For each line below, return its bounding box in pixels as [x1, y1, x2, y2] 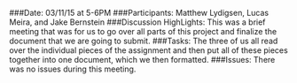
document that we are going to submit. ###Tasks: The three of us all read [9, 35, 278, 46]
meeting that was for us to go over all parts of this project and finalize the [9, 26, 277, 36]
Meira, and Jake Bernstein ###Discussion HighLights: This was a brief [9, 17, 266, 27]
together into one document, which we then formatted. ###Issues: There [9, 55, 276, 64]
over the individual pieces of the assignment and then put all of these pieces [9, 45, 288, 56]
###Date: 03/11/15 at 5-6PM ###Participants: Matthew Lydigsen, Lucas [9, 8, 269, 18]
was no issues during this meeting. [9, 64, 137, 74]
